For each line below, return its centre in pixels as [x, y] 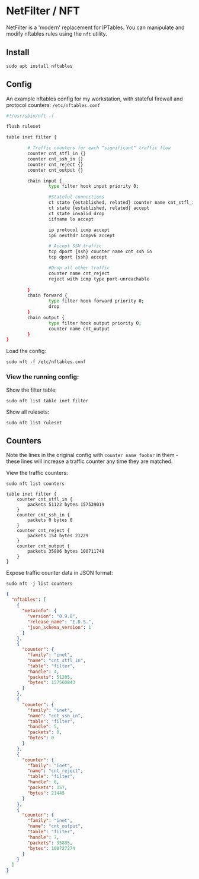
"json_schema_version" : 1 [60, 627]
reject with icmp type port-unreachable [99, 279]
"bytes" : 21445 [46, 793]
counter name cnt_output [79, 329]
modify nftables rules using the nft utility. [57, 33]
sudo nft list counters [36, 484]
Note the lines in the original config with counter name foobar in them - [92, 455]
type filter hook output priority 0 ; [95, 323]
